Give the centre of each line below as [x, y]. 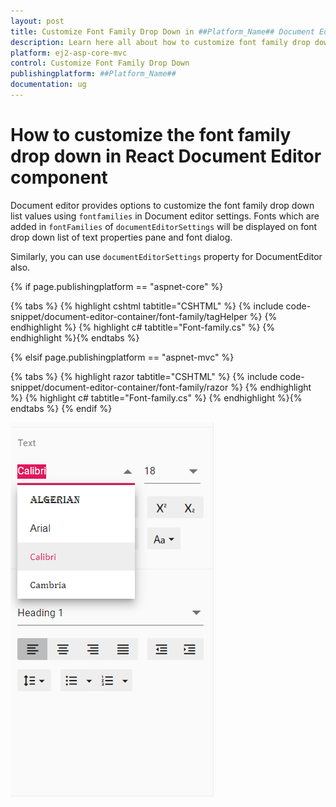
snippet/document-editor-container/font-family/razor [119, 387]
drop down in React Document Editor [166, 156]
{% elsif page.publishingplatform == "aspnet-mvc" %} [122, 357]
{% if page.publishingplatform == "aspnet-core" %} [117, 286]
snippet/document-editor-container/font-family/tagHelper [129, 316]
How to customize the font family [151, 135]
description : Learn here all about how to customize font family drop [160, 42]
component [59, 177]
